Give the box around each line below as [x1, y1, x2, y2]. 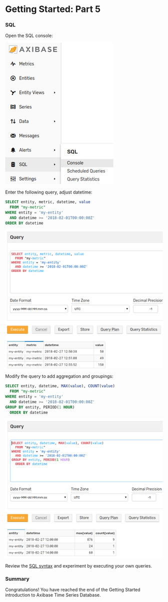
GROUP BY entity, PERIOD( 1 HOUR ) [5, 404, 75, 409]
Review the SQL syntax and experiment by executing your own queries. [5, 562, 152, 568]
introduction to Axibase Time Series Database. [5, 591, 101, 598]
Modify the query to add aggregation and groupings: [5, 373, 113, 379]
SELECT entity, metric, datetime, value [5, 199, 91, 204]
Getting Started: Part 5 [5, 3, 101, 15]
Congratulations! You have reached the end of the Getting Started [5, 586, 141, 592]
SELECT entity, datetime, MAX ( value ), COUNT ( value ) [5, 383, 115, 388]
